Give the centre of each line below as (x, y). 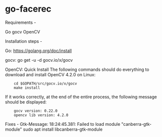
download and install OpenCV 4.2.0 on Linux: (50, 74)
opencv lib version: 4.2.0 (41, 115)
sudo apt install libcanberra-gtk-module (63, 129)
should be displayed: (26, 102)
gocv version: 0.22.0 (36, 111)
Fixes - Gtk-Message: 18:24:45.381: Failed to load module (63, 124)
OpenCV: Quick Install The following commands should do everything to (77, 69)
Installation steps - (24, 41)
